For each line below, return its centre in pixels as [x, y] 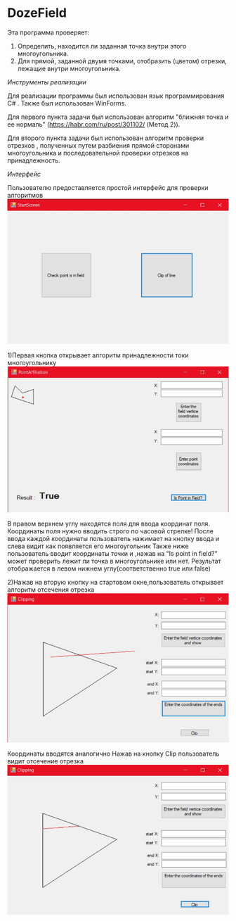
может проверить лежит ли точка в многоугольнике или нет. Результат [114, 561]
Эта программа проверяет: [48, 32]
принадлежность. [34, 160]
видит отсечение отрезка [46, 761]
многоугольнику [32, 362]
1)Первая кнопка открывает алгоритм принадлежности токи [98, 355]
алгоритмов [25, 195]
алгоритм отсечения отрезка [51, 590]
